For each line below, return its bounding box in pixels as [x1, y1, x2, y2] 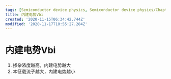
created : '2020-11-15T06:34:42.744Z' [5, 17, 85, 22]
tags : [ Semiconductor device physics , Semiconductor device [5, 7, 136, 13]
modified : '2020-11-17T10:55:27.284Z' [5, 21, 88, 27]
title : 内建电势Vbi [5, 12, 44, 17]
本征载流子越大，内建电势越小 [12, 68, 75, 74]
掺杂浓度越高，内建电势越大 [12, 62, 71, 68]
